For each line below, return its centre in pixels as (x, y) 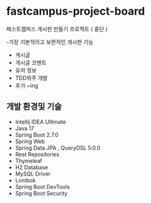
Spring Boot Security (41, 193)
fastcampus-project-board (75, 11)
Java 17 (25, 128)
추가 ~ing (26, 85)
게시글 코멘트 (31, 62)
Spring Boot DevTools (42, 186)
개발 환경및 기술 (34, 107)
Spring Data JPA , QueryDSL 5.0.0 (58, 147)
